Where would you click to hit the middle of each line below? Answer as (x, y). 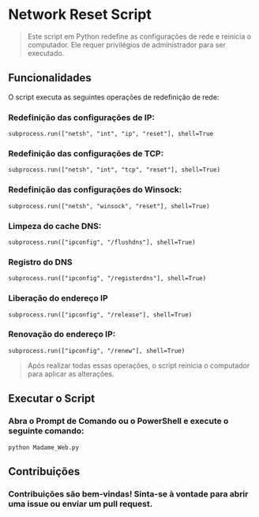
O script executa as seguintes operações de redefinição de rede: (114, 97)
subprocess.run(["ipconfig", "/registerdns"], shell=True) (107, 279)
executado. (46, 53)
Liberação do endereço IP (58, 298)
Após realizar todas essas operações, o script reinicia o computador (139, 365)
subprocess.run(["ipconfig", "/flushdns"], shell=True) (102, 242)
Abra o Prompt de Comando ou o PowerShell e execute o (118, 421)
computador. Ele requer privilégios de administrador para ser (127, 44)
